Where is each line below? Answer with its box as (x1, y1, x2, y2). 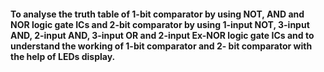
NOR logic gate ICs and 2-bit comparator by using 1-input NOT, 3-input (10, 18, 310, 30)
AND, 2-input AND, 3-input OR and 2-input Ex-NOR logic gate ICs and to (10, 29, 315, 41)
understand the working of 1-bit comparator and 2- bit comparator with (10, 40, 313, 52)
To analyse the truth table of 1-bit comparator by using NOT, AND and (10, 8, 305, 20)
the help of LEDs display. (10, 50, 116, 62)
